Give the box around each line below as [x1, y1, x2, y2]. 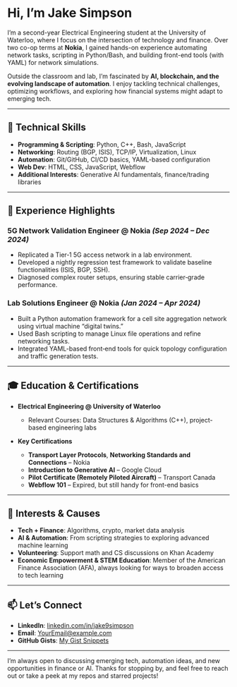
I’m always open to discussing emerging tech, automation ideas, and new [7, 657, 221, 665]
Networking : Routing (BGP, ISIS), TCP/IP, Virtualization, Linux [17, 147, 197, 156]
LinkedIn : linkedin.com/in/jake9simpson [17, 621, 134, 630]
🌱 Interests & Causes [7, 507, 101, 519]
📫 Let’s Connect [7, 599, 83, 611]
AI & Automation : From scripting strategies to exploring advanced [17, 534, 209, 542]
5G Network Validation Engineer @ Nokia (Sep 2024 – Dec [7, 226, 210, 236]
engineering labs [48, 423, 97, 432]
